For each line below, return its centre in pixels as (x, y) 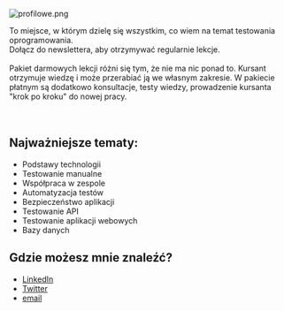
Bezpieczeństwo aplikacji (68, 201)
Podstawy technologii (61, 164)
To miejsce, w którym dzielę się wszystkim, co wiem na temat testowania (142, 30)
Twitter (35, 288)
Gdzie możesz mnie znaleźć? (91, 258)
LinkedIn (38, 279)
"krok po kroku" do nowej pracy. (68, 96)
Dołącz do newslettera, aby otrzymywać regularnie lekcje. (115, 49)
